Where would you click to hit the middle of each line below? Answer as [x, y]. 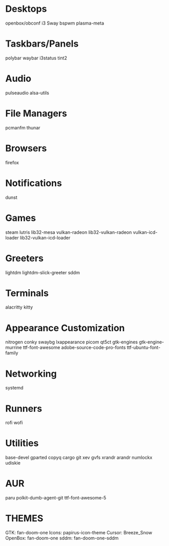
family [12, 353]
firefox [12, 162]
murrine [14, 347]
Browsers [26, 148]
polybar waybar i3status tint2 [36, 58]
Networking [31, 374]
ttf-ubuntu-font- [144, 347]
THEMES [24, 519]
